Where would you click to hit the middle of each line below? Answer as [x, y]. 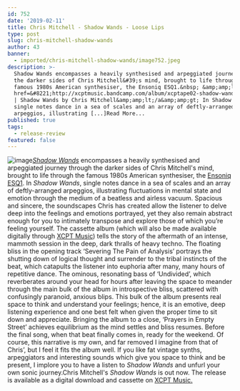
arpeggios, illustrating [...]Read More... [79, 113]
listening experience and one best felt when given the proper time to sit [112, 312]
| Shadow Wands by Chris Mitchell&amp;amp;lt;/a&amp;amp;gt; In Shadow [123, 101]
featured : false [31, 140]
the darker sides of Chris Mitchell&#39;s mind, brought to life [113, 80]
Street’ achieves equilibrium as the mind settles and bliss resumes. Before [116, 327]
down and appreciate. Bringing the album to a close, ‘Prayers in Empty [111, 320]
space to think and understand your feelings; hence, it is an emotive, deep [117, 305]
